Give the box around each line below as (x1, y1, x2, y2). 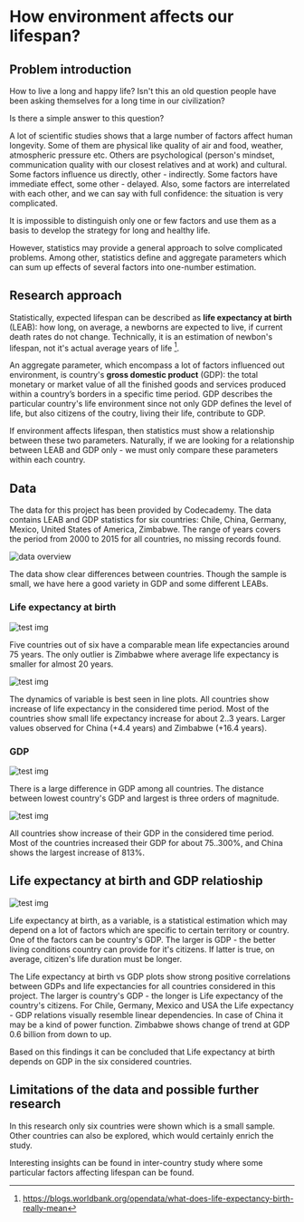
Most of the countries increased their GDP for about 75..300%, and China (9, 837, 283, 848)
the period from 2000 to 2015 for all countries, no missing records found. (9, 534, 282, 544)
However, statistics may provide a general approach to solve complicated (9, 243, 283, 253)
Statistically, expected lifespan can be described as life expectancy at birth (9, 312, 292, 322)
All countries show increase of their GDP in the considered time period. (9, 827, 274, 839)
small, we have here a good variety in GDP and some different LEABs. (9, 578, 269, 590)
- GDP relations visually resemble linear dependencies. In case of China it (9, 1009, 283, 1020)
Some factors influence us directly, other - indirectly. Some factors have (9, 169, 278, 179)
